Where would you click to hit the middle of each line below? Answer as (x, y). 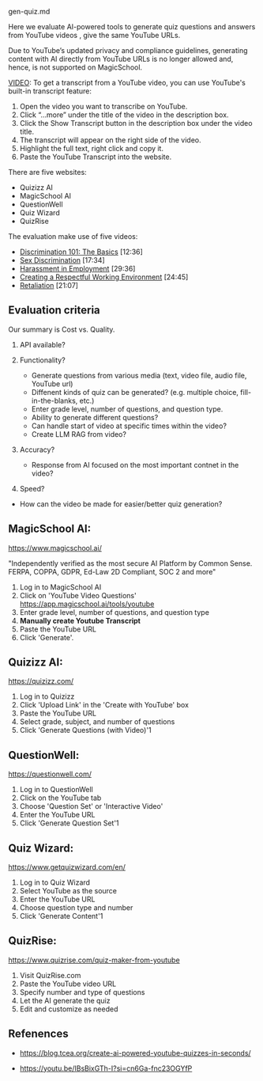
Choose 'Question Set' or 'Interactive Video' (91, 806)
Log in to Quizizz (47, 696)
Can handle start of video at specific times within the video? (129, 426)
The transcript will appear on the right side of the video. (110, 140)
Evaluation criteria (54, 311)
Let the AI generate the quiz (65, 1000)
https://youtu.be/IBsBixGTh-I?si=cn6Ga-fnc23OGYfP (106, 1068)
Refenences (38, 1034)
